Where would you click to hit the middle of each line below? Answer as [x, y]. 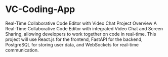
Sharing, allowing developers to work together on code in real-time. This [81, 34]
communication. [22, 50]
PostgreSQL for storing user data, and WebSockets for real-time [72, 44]
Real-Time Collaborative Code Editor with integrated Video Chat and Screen [84, 28]
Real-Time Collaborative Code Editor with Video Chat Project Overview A [81, 23]
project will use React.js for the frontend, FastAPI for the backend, [74, 39]
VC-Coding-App [40, 9]
